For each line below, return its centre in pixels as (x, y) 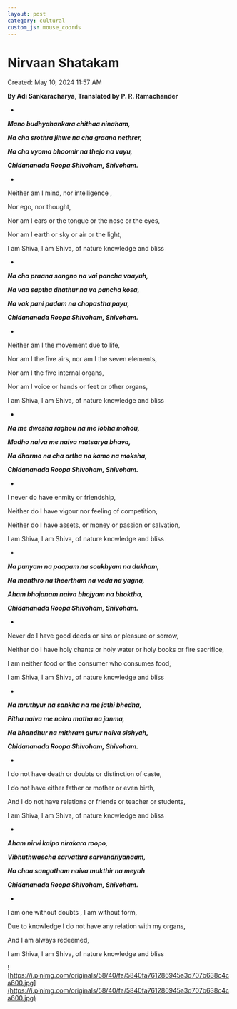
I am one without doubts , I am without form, (72, 913)
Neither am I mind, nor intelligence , (60, 193)
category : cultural (36, 21)
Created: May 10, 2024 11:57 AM (55, 82)
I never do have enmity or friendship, (62, 498)
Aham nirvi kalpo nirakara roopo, (58, 843)
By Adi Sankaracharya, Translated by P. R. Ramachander (93, 96)
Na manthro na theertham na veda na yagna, (76, 581)
